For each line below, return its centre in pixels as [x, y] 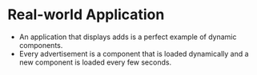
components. [41, 45]
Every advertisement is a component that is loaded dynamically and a [134, 53]
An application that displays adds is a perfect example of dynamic [128, 37]
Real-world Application [86, 15]
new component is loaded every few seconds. [95, 62]
